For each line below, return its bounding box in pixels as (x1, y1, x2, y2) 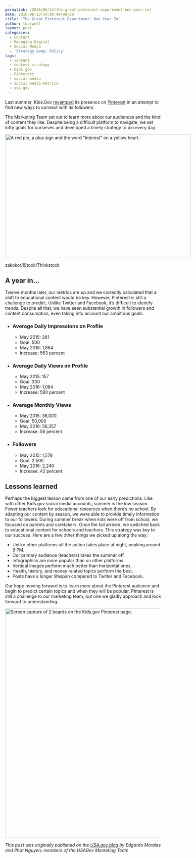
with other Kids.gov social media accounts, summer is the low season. (5, 501, 148, 507)
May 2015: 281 (19, 334, 49, 340)
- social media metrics (9, 81, 58, 86)
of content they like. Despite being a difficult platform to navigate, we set (5, 119, 153, 125)
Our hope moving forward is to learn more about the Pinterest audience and (5, 583, 160, 589)
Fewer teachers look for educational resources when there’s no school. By (5, 506, 156, 512)
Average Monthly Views (12, 401, 72, 408)
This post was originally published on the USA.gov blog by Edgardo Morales (5, 842, 161, 848)
